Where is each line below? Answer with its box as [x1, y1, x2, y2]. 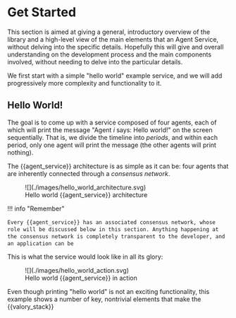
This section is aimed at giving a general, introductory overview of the [7, 28, 211, 36]
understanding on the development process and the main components [7, 50, 212, 59]
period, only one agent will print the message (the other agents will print [7, 141, 217, 149]
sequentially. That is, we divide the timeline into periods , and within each [7, 133, 218, 141]
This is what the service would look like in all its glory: [7, 252, 163, 261]
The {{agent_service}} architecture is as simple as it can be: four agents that [7, 162, 229, 170]
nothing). [7, 148, 34, 156]
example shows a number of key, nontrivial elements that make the [7, 295, 201, 303]
